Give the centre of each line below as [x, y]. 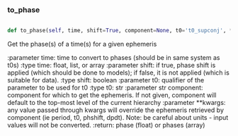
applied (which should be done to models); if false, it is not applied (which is [119, 73]
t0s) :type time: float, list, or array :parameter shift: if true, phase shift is [112, 66]
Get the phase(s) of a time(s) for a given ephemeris [82, 44]
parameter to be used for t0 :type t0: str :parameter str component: [105, 88]
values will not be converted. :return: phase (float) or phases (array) [106, 125]
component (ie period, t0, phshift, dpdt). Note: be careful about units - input [118, 118]
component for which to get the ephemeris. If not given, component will [112, 95]
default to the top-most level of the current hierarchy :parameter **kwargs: [117, 103]
